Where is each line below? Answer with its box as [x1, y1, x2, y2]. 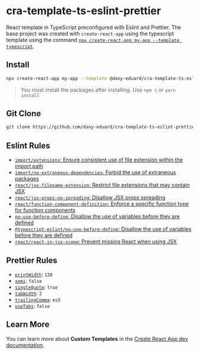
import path [14, 163, 43, 170]
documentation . [6, 342, 45, 349]
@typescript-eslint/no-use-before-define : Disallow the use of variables [14, 226, 192, 233]
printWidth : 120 [14, 271, 53, 278]
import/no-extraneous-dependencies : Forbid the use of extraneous [14, 169, 176, 176]
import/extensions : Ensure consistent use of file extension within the [14, 156, 183, 163]
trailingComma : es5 [14, 296, 61, 303]
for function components [14, 207, 76, 214]
